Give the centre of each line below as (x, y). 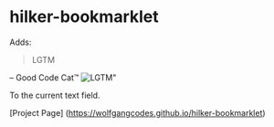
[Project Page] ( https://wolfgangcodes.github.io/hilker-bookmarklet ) (138, 112)
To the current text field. (55, 95)
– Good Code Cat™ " (63, 77)
